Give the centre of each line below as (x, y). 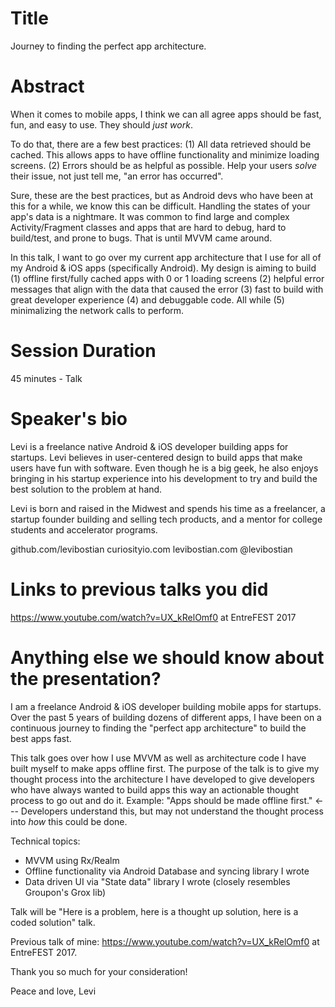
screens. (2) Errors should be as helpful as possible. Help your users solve (163, 165)
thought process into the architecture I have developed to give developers (162, 779)
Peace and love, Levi (53, 991)
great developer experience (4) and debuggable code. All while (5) (147, 299)
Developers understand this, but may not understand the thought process (172, 811)
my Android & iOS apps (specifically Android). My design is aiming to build (163, 268)
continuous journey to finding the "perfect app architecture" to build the (158, 728)
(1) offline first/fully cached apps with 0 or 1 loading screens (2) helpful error (167, 278)
